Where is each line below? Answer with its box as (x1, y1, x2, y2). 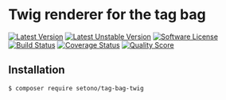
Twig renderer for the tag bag (8, 6, 206, 24)
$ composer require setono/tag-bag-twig (8, 84, 145, 92)
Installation (8, 63, 65, 77)
